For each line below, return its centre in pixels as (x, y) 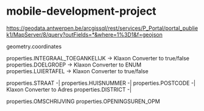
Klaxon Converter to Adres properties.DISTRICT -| (69, 89)
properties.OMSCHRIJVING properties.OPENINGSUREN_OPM (83, 101)
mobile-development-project (81, 11)
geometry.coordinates (34, 46)
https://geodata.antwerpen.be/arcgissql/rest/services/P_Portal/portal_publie (102, 28)
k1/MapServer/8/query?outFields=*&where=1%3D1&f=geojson (85, 34)
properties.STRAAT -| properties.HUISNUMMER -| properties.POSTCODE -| (101, 83)
